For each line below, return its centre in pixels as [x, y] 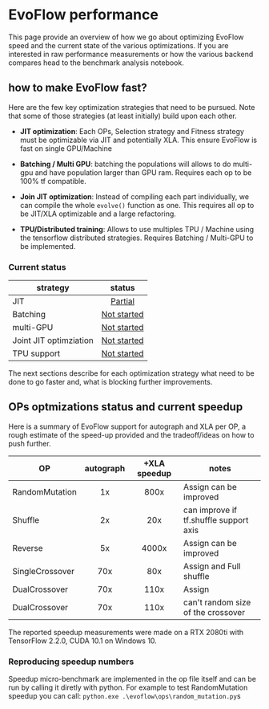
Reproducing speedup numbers [71, 662]
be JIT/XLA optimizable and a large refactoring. [98, 214]
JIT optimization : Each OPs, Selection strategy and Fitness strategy [132, 131]
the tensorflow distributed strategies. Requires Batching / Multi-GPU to [137, 238]
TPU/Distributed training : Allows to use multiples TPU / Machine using [137, 229]
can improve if [210, 510]
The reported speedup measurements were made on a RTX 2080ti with [126, 632]
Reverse [28, 548]
